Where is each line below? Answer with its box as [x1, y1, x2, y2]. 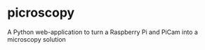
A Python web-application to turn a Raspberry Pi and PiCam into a [7, 28, 199, 36]
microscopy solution [7, 35, 67, 43]
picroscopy [7, 5, 75, 21]
